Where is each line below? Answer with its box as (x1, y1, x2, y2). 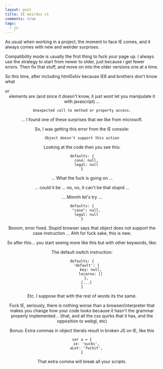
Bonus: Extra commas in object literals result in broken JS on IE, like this (9, 328, 155, 334)
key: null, (80, 268, 102, 272)
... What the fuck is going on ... (51, 175, 113, 181)
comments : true (5, 16, 36, 21)
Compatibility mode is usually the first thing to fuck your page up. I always (5, 53, 154, 59)
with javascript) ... (64, 98, 100, 104)
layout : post (5, 7, 32, 12)
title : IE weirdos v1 (5, 12, 49, 17)
